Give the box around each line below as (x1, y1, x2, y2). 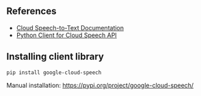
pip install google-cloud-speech (6, 69, 102, 76)
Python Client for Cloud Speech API (16, 31, 117, 39)
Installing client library (6, 51, 104, 62)
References (6, 5, 57, 17)
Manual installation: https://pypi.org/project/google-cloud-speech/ (6, 81, 194, 89)
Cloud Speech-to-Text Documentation (16, 23, 124, 32)
